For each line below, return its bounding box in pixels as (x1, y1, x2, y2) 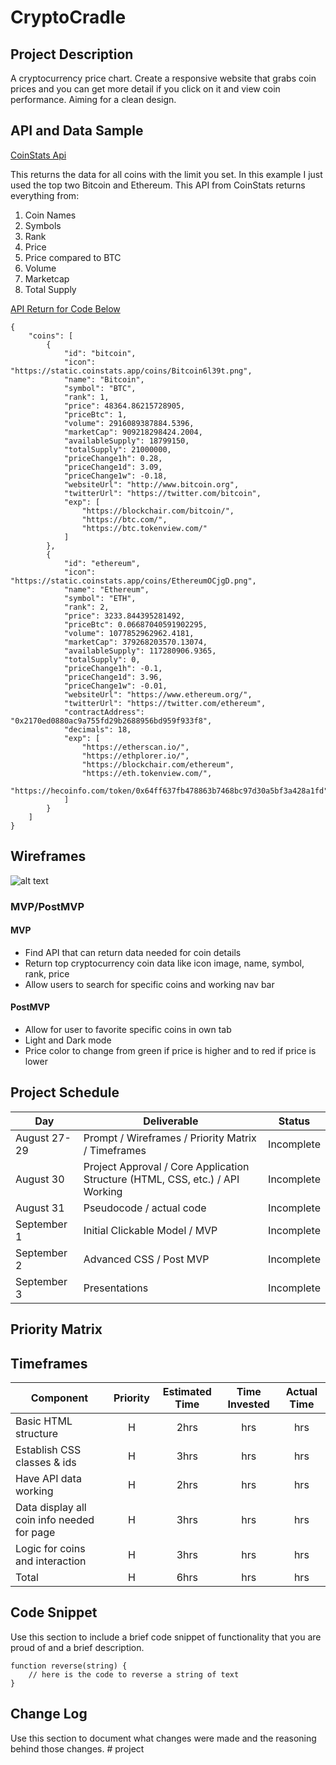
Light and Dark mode (24, 1034, 112, 1046)
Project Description (10, 46, 134, 63)
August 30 (15, 1172, 65, 1186)
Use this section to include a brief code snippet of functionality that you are (10, 1631, 322, 1643)
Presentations (83, 1281, 149, 1295)
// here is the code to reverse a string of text (28, 1669, 240, 1680)
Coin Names (24, 209, 77, 221)
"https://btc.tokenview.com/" (81, 523, 208, 533)
